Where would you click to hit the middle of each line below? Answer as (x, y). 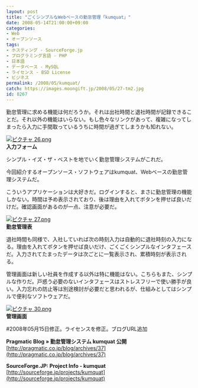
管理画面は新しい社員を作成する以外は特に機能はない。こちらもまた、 (92, 274)
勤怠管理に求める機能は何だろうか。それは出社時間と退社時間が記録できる (97, 112)
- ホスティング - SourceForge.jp (44, 50)
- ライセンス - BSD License (38, 72)
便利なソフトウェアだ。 (45, 296)
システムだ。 (27, 179)
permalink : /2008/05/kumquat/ (43, 84)
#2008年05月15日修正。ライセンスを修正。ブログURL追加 (77, 329)
